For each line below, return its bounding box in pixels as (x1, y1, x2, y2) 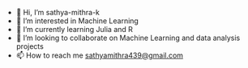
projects (15, 42, 45, 51)
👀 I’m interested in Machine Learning (15, 16, 139, 26)
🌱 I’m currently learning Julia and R (15, 25, 134, 34)
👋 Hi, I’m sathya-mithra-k (15, 8, 100, 17)
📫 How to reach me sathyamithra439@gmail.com (15, 50, 184, 60)
